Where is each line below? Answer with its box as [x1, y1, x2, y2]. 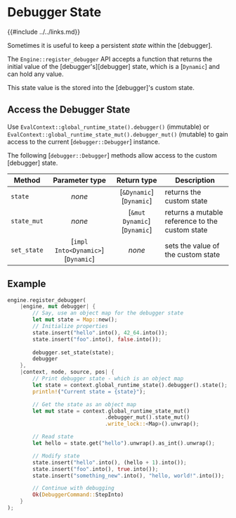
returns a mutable [164, 207, 223, 217]
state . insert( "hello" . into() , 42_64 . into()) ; [32, 329, 169, 336]
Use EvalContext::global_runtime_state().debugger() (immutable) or [7, 122, 209, 131]
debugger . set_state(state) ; [32, 349, 114, 356]
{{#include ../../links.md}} [7, 27, 81, 36]
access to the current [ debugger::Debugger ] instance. [7, 137, 160, 146]
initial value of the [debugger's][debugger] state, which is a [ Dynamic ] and [7, 62, 220, 70]
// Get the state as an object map [32, 400, 137, 408]
